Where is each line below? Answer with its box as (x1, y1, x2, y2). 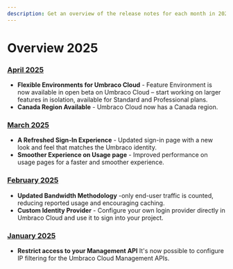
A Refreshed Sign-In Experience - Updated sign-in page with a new (17, 136, 214, 145)
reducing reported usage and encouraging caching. (17, 199, 165, 207)
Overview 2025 (7, 40, 98, 56)
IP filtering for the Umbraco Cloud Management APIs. (17, 254, 170, 262)
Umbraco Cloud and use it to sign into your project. (17, 213, 164, 222)
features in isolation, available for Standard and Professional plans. (17, 95, 208, 104)
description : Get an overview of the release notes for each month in (7, 10, 216, 17)
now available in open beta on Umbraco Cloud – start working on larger (17, 88, 221, 97)
